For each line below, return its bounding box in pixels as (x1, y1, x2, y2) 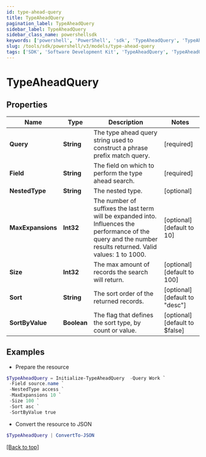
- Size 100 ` (9, 398, 40, 404)
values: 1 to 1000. (93, 250, 147, 258)
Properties (6, 99, 48, 110)
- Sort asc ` (9, 403, 40, 410)
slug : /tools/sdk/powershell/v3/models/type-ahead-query (6, 44, 155, 50)
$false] (164, 326, 185, 334)
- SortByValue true (9, 409, 56, 415)
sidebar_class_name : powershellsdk (6, 32, 97, 38)
